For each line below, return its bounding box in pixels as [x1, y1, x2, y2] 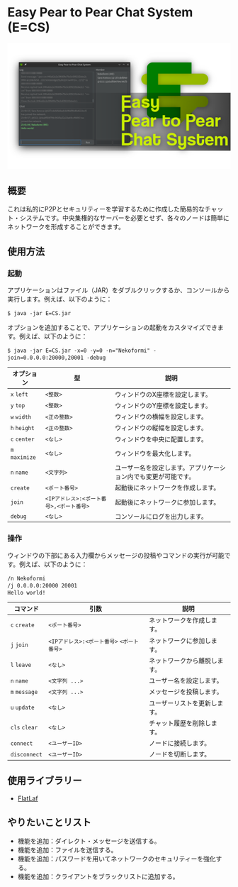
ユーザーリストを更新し [148, 698, 217, 707]
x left [10, 391, 28, 398]
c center [10, 436, 35, 443]
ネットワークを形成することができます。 [7, 223, 125, 231]
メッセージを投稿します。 [148, 688, 223, 696]
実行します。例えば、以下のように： [7, 294, 113, 303]
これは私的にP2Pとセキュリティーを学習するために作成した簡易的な [7, 205, 205, 214]
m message [10, 688, 38, 695]
